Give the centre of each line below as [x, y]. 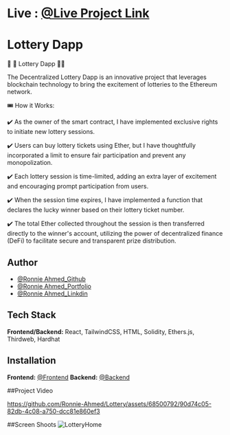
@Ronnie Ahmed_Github [51, 279]
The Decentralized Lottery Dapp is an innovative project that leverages [107, 77]
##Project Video [30, 390]
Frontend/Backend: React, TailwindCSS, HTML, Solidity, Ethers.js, [101, 331]
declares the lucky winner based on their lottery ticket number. [96, 210]
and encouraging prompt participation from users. [78, 186]
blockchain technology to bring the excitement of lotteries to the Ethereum [112, 85]
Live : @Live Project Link [78, 13]
